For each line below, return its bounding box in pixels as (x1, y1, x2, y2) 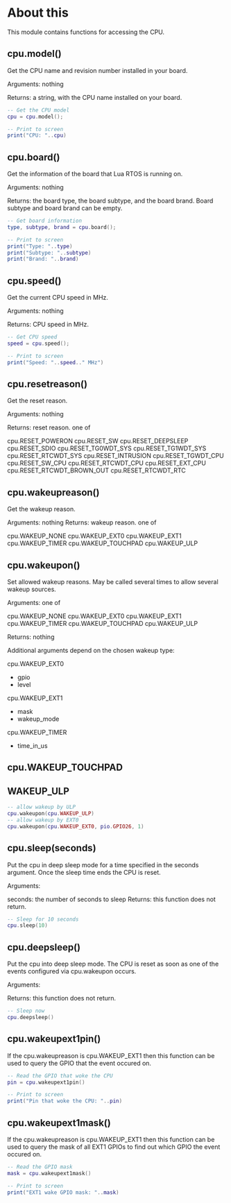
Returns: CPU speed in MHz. (7, 321, 89, 329)
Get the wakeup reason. (7, 505, 76, 513)
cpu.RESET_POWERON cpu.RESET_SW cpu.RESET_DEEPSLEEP (7, 437, 189, 445)
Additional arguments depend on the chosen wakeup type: (7, 647, 175, 655)
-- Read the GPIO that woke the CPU (7, 1072, 113, 1080)
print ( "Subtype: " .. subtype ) (7, 249, 92, 256)
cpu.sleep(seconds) (7, 842, 96, 854)
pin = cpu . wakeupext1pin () (7, 1079, 85, 1086)
